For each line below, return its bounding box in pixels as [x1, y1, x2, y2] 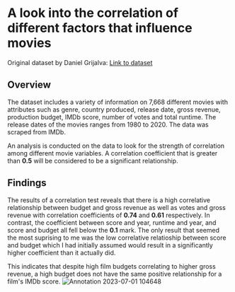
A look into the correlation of [7, 5, 179, 21]
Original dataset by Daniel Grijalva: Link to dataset [7, 58, 153, 66]
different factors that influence [7, 20, 193, 36]
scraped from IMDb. [7, 127, 66, 136]
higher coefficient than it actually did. [7, 248, 116, 257]
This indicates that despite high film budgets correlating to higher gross [7, 262, 216, 270]
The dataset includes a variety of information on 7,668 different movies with [7, 98, 229, 106]
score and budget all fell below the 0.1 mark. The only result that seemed [7, 226, 220, 234]
